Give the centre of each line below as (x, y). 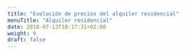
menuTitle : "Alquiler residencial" (60, 20)
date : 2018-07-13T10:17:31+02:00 (57, 27)
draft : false (27, 40)
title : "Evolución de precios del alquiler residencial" (93, 14)
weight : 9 (22, 33)
